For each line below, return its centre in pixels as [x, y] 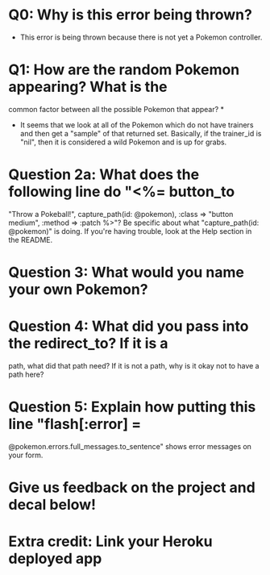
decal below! [52, 505]
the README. [31, 240]
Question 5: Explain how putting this [132, 407]
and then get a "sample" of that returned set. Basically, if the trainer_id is [141, 133]
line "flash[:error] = [75, 424]
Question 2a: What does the [104, 175]
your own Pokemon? [78, 290]
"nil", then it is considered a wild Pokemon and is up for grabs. [123, 142]
